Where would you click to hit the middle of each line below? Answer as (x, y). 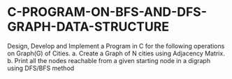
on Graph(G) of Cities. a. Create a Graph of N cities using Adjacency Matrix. (116, 53)
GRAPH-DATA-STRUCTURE (88, 27)
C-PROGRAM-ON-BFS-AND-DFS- (107, 12)
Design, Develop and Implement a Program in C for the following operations (116, 46)
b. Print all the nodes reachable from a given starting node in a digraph (109, 60)
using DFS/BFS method (41, 68)
